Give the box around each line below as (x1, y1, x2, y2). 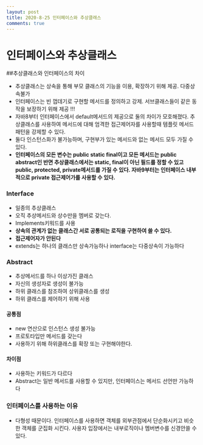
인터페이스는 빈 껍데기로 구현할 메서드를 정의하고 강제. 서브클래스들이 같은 (15, 98, 191, 105)
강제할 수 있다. (31, 128, 66, 136)
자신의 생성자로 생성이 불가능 (15, 279, 84, 287)
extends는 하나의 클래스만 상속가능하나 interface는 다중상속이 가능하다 (15, 242, 184, 250)
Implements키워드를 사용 (15, 219, 76, 226)
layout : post (6, 9, 40, 15)
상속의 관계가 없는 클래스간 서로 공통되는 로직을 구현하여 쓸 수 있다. (15, 226, 172, 234)
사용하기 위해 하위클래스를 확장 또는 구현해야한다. (15, 340, 132, 348)
